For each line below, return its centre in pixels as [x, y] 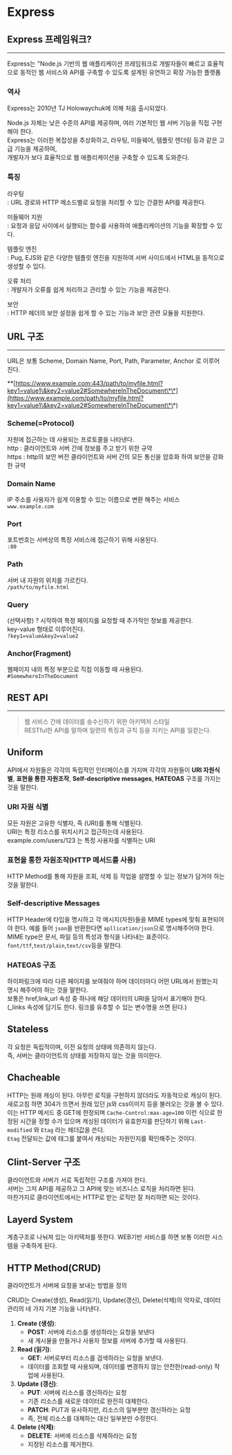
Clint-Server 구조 [44, 1162]
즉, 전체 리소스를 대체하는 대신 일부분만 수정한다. [93, 1418]
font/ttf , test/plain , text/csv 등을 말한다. [65, 945]
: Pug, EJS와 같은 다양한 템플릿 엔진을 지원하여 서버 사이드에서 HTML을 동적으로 [116, 257]
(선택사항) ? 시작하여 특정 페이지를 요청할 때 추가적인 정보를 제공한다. [100, 620]
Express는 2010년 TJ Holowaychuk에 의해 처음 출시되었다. [87, 109]
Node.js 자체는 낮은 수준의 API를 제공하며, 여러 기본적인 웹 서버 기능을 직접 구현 [115, 123]
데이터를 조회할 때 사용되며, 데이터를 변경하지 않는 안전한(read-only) [120, 1367]
